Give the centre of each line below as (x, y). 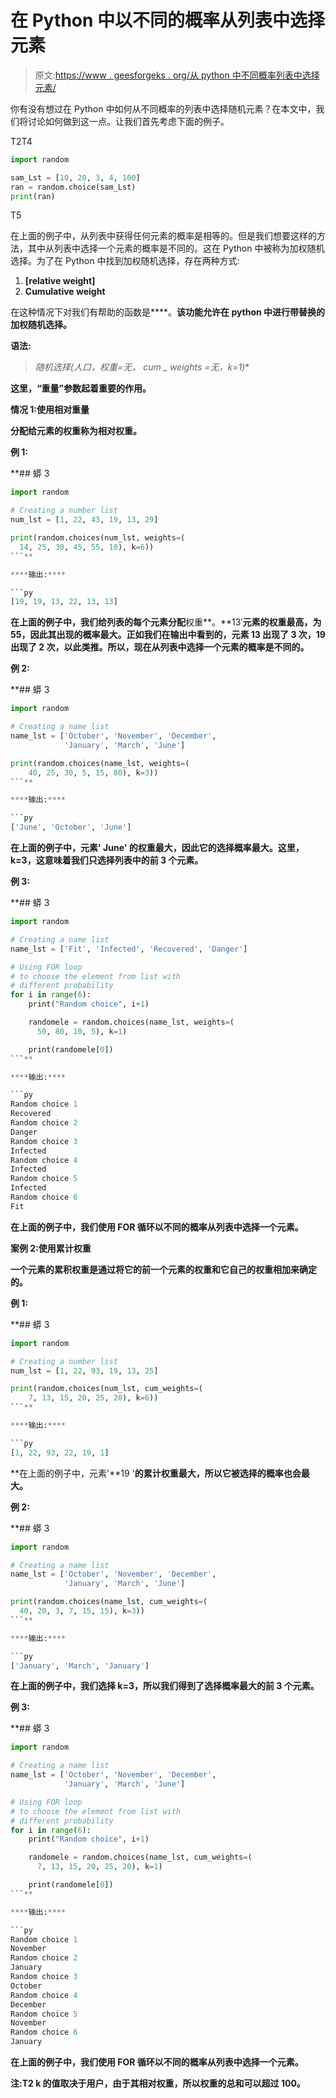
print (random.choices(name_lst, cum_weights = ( (109, 1602)
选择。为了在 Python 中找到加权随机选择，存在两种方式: (125, 261)
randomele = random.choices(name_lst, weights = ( (131, 1022)
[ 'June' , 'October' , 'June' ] (71, 827)
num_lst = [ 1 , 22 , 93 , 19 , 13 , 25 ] (84, 1371)
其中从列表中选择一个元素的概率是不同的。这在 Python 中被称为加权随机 (176, 248)
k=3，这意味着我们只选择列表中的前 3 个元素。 (107, 860)
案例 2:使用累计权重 (51, 1248)
